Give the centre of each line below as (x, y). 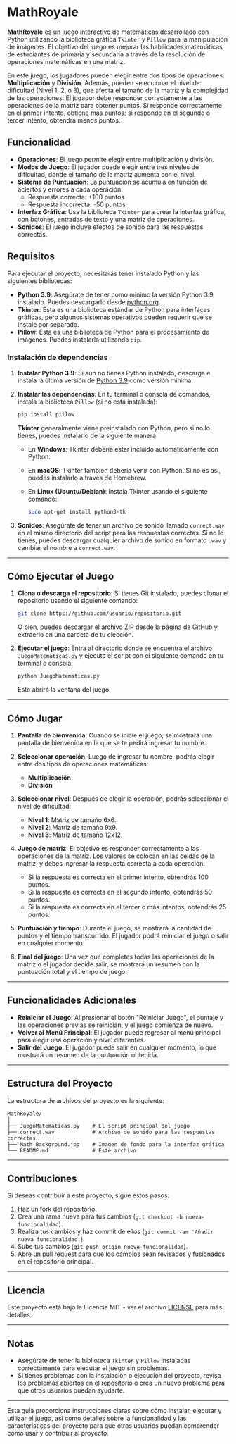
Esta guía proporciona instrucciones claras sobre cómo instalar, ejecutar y (114, 1411)
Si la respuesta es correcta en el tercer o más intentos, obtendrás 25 (127, 907)
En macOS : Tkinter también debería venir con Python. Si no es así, (124, 470)
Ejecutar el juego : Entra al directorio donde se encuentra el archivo (115, 648)
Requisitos (31, 257)
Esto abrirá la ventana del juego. (64, 690)
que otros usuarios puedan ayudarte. (71, 1390)
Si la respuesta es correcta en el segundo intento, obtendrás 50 (120, 892)
